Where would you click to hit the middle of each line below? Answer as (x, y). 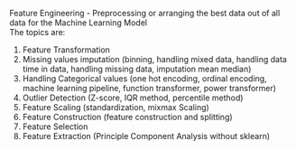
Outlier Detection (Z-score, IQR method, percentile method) (133, 98)
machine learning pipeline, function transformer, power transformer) (149, 88)
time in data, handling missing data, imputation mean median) (137, 69)
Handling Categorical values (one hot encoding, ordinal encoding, (145, 79)
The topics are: (37, 32)
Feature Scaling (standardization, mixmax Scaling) (116, 107)
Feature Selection (55, 127)
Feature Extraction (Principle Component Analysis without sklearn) (146, 136)
